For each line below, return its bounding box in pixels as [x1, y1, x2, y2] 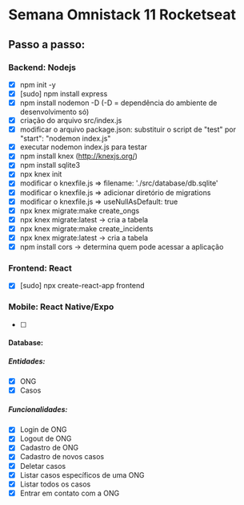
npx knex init [19, 169, 62, 179]
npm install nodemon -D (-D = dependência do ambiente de [19, 98, 218, 108]
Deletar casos [19, 461, 66, 470]
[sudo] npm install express [19, 88, 108, 98]
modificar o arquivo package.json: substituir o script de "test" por [19, 124, 237, 134]
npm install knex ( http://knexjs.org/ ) [19, 151, 138, 161]
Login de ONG [19, 425, 67, 434]
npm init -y [19, 79, 56, 89]
